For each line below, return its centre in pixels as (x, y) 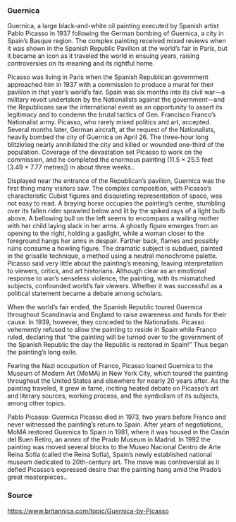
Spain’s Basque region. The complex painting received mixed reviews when (117, 41)
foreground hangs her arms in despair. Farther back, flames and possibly (113, 241)
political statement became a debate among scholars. (85, 293)
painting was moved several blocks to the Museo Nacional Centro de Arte (114, 447)
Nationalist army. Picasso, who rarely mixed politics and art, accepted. (109, 122)
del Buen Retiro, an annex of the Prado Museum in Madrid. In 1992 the (109, 439)
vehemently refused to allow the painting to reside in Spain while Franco (112, 330)
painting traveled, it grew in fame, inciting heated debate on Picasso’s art (113, 388)
